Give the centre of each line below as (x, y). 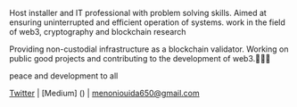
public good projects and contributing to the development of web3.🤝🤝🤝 (140, 58)
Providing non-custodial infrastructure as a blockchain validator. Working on (149, 49)
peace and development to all (64, 76)
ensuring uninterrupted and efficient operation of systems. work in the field (147, 22)
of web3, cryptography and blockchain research (98, 32)
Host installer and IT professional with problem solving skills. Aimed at (138, 13)
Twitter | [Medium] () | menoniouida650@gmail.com (104, 93)
